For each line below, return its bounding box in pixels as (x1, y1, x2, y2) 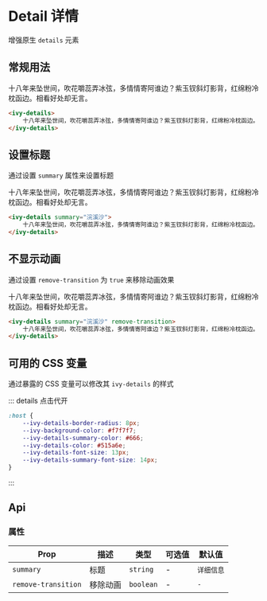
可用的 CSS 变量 (8, 356, 87, 370)
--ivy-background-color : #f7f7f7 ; (22, 427, 137, 435)
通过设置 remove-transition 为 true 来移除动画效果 (8, 275, 175, 284)
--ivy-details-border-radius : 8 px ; (22, 419, 141, 427)
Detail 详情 (8, 7, 79, 25)
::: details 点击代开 (8, 396, 68, 406)
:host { (8, 412, 34, 420)
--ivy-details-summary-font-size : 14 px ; (22, 456, 158, 464)
